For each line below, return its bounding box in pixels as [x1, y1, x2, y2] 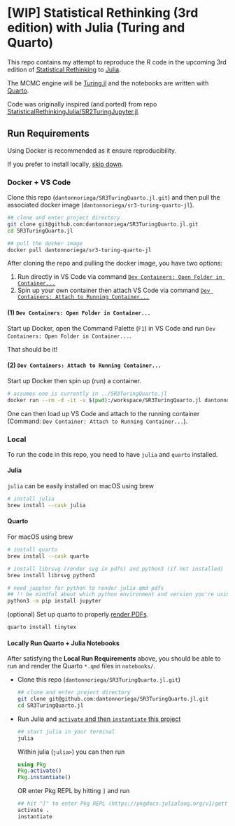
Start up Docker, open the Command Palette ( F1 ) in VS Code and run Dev [7, 324, 216, 332]
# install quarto [7, 546, 58, 553]
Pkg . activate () [17, 767, 62, 775]
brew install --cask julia [7, 502, 86, 509]
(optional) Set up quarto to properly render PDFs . [7, 610, 149, 619]
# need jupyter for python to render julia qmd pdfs [7, 584, 164, 591]
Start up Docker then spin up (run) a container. [7, 376, 142, 385]
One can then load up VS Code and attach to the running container [7, 409, 200, 418]
